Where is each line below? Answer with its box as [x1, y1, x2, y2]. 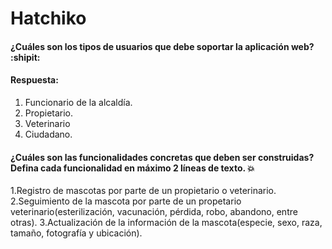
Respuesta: [10, 74, 59, 86]
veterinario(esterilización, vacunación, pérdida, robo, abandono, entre [10, 206, 298, 218]
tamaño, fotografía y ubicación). [10, 227, 143, 239]
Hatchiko [10, 7, 87, 30]
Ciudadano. [24, 128, 73, 140]
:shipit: [10, 51, 41, 63]
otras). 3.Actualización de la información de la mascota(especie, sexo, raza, [10, 217, 323, 229]
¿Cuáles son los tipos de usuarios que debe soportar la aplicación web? [10, 40, 315, 52]
